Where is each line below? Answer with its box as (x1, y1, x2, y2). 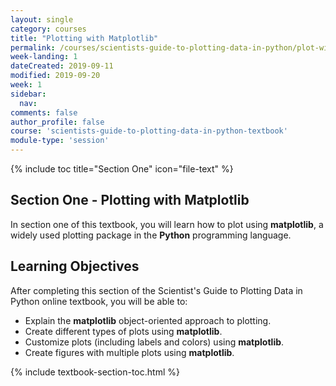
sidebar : (10, 89, 47, 99)
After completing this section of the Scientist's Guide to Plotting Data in (10, 284, 303, 296)
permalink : (10, 42, 56, 53)
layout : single (10, 14, 74, 25)
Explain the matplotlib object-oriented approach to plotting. (24, 314, 272, 326)
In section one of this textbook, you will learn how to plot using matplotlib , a (10, 218, 324, 230)
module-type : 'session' (10, 136, 110, 146)
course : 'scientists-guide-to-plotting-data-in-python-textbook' (10, 126, 288, 136)
